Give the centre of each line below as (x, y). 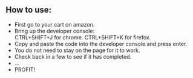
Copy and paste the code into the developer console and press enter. (101, 44)
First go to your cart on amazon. (54, 24)
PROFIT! (25, 70)
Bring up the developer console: (54, 31)
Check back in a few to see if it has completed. (73, 56)
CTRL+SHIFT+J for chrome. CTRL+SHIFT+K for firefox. (83, 37)
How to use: (29, 10)
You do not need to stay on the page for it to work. (77, 50)
